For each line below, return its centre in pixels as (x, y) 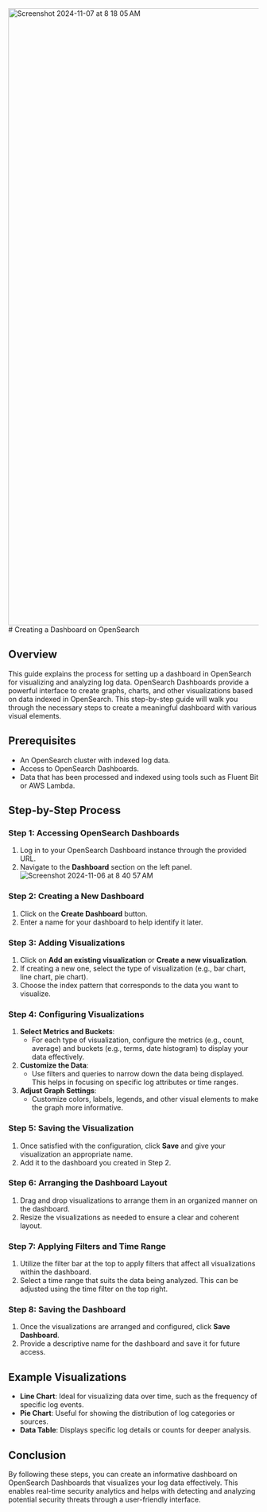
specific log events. (52, 1405)
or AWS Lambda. (47, 785)
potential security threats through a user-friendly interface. (104, 1500)
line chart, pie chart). (54, 976)
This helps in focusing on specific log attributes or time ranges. (135, 1082)
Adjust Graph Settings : (58, 1091)
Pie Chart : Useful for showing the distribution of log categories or (127, 1413)
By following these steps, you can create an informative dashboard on (123, 1475)
